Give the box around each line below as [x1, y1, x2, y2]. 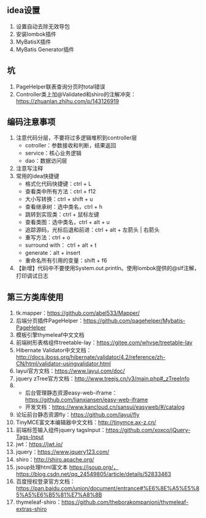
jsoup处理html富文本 [15, 463, 68, 471]
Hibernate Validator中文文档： [15, 347, 92, 354]
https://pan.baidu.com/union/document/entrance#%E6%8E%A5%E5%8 [15, 485, 200, 492]
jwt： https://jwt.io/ [15, 441, 63, 448]
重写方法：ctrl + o [25, 234, 71, 241]
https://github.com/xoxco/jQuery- [105, 427, 191, 434]
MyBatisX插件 [15, 38, 51, 45]
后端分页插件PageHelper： [15, 317, 84, 325]
